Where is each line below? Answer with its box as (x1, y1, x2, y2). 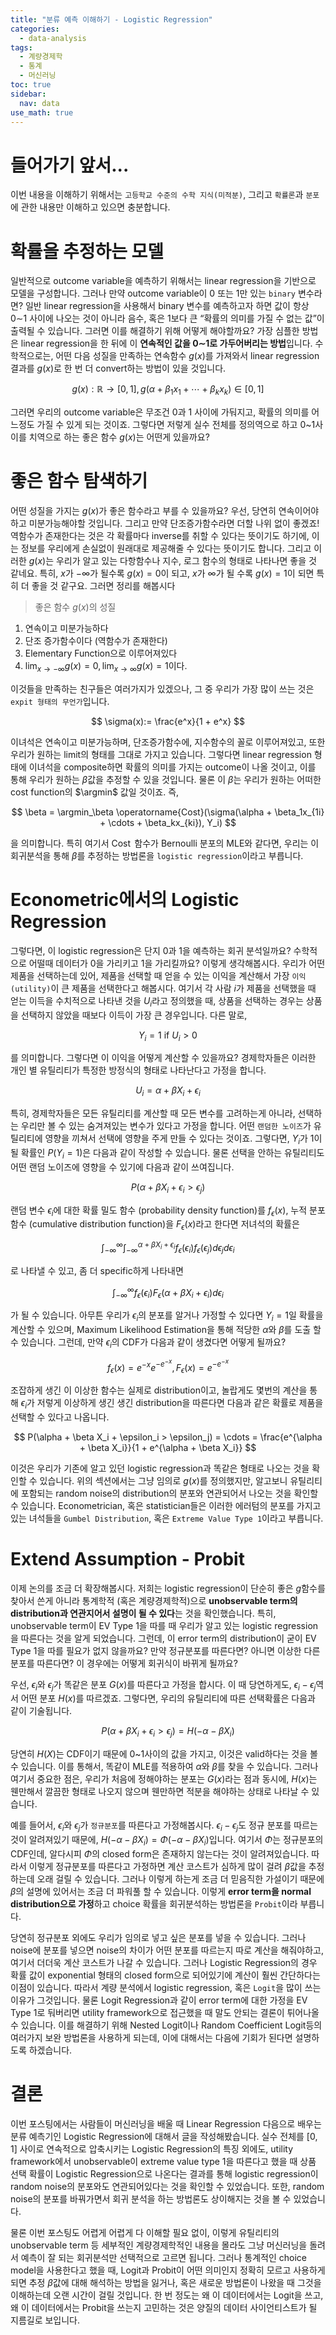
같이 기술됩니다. (10, 1705, 73, 1717)
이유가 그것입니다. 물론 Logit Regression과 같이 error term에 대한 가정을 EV (10, 1994, 308, 2006)
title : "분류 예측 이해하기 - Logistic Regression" (10, 14, 213, 25)
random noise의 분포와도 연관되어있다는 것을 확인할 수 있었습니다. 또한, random (10, 2180, 325, 2192)
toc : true (10, 80, 52, 90)
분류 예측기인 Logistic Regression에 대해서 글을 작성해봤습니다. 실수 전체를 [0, (10, 2130, 318, 2142)
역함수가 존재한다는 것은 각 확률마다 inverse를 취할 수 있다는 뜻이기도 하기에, (10, 529, 310, 541)
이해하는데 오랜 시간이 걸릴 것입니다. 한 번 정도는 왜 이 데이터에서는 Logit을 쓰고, (10, 2289, 324, 2301)
